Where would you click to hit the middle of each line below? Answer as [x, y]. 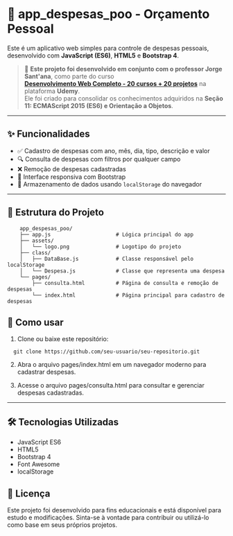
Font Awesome [38, 465]
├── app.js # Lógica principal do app [107, 234]
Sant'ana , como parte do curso [69, 76]
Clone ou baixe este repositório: [63, 339]
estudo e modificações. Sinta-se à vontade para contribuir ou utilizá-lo [108, 517]
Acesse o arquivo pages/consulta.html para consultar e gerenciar [111, 386]
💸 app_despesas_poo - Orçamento [109, 14]
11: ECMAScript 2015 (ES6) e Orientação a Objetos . [98, 105]
